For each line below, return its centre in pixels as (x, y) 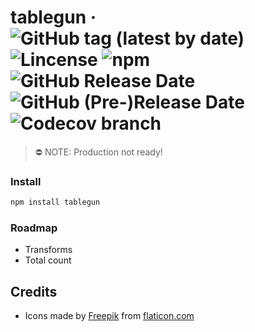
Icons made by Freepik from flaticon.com (109, 316)
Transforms (48, 250)
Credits (34, 291)
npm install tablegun (55, 202)
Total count (48, 260)
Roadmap (34, 228)
